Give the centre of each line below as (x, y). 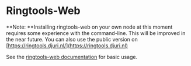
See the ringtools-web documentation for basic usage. (72, 57)
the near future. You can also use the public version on (72, 39)
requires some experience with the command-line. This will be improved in (96, 33)
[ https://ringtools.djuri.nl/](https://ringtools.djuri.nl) (67, 46)
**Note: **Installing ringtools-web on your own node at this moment (89, 27)
